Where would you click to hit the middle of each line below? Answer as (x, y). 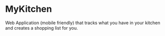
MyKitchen (29, 9)
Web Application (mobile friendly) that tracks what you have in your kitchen (83, 23)
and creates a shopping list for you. (42, 28)
